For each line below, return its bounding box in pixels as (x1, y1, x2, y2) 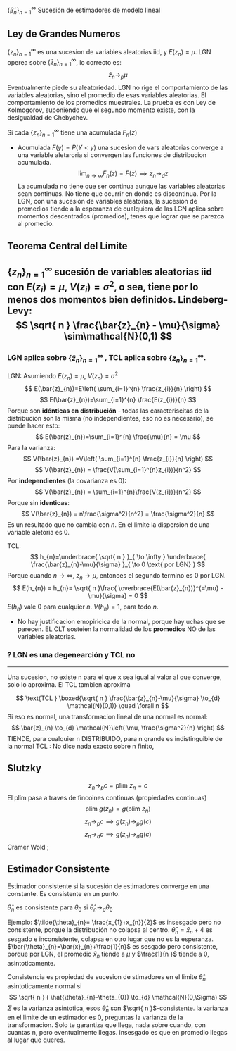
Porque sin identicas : (7, 498, 70, 506)
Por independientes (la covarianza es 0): (7, 476, 126, 485)
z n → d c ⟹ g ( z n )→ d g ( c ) (84, 830, 152, 840)
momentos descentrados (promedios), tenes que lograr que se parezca (17, 212, 225, 220)
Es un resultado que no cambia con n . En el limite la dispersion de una (7, 520, 210, 529)
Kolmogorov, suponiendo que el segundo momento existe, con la (7, 106, 195, 114)
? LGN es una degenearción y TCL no (7, 650, 136, 660)
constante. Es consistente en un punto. (7, 889, 121, 897)
